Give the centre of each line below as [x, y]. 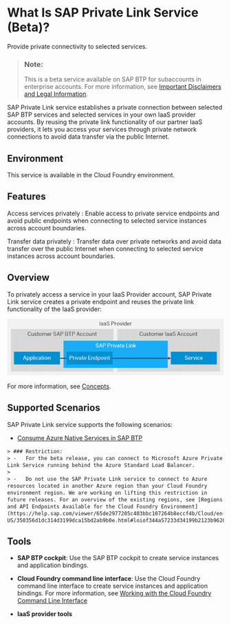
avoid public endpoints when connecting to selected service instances [107, 220]
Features [26, 197]
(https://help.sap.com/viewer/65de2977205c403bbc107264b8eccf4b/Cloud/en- [117, 513]
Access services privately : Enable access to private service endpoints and [113, 213]
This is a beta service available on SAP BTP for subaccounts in [112, 79]
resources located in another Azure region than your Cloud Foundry [107, 486]
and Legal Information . [56, 94]
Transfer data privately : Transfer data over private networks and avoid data [114, 241]
